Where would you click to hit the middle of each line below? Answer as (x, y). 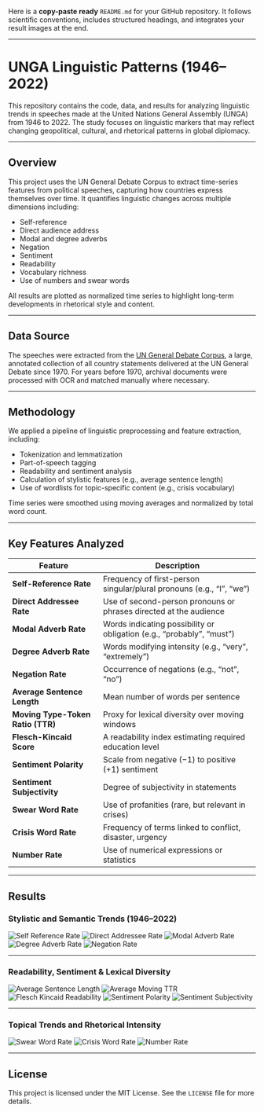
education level (131, 747)
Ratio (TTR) (34, 725)
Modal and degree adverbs (63, 238)
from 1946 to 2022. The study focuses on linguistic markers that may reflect (131, 122)
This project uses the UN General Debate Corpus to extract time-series (123, 182)
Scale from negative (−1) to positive (169, 760)
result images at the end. (48, 28)
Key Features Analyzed (66, 543)
